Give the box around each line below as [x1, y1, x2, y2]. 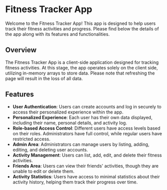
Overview [5, 46, 37, 54]
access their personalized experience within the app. [12, 109, 123, 115]
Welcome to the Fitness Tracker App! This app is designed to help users [5, 20, 156, 26]
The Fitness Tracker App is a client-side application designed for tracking [5, 59, 159, 65]
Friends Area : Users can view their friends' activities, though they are [12, 163, 159, 169]
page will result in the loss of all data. [5, 75, 83, 82]
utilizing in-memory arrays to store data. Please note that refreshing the [5, 70, 155, 76]
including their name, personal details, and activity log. [12, 120, 127, 126]
